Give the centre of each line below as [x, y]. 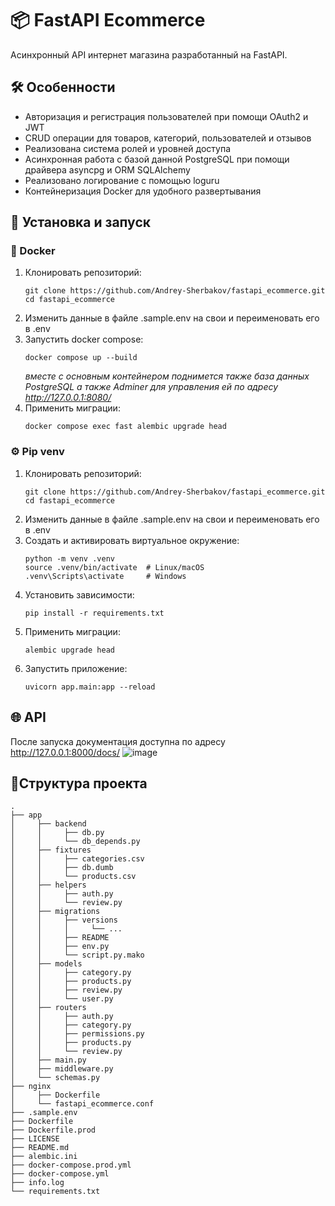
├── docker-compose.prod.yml [71, 1165]
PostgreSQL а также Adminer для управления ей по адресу [151, 387]
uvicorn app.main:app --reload [90, 687]
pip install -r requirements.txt [94, 613]
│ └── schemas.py [55, 1078]
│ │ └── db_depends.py [75, 842]
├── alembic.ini [44, 1157]
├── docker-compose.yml [60, 1174]
